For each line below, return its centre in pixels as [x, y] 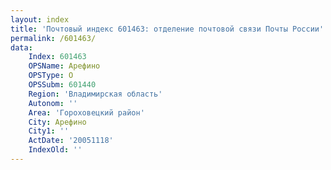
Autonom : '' [53, 103]
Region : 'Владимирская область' [95, 94]
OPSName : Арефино [64, 66]
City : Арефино [57, 122]
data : [21, 47]
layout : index [40, 19]
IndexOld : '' [55, 150]
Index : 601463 [57, 57]
